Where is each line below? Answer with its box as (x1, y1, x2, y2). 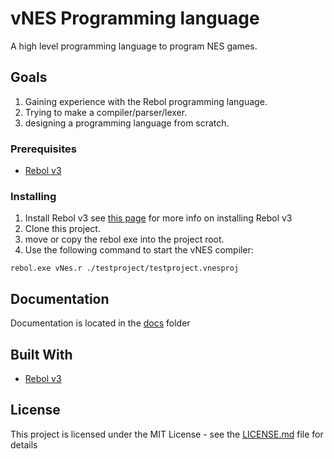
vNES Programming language (10, 7, 260, 30)
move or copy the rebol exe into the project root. (24, 233, 225, 246)
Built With (10, 346, 73, 363)
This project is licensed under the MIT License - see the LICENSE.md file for (10, 428, 324, 440)
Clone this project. (24, 223, 101, 235)
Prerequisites (10, 142, 77, 156)
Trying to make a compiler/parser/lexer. (24, 106, 188, 118)
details (10, 438, 38, 451)
